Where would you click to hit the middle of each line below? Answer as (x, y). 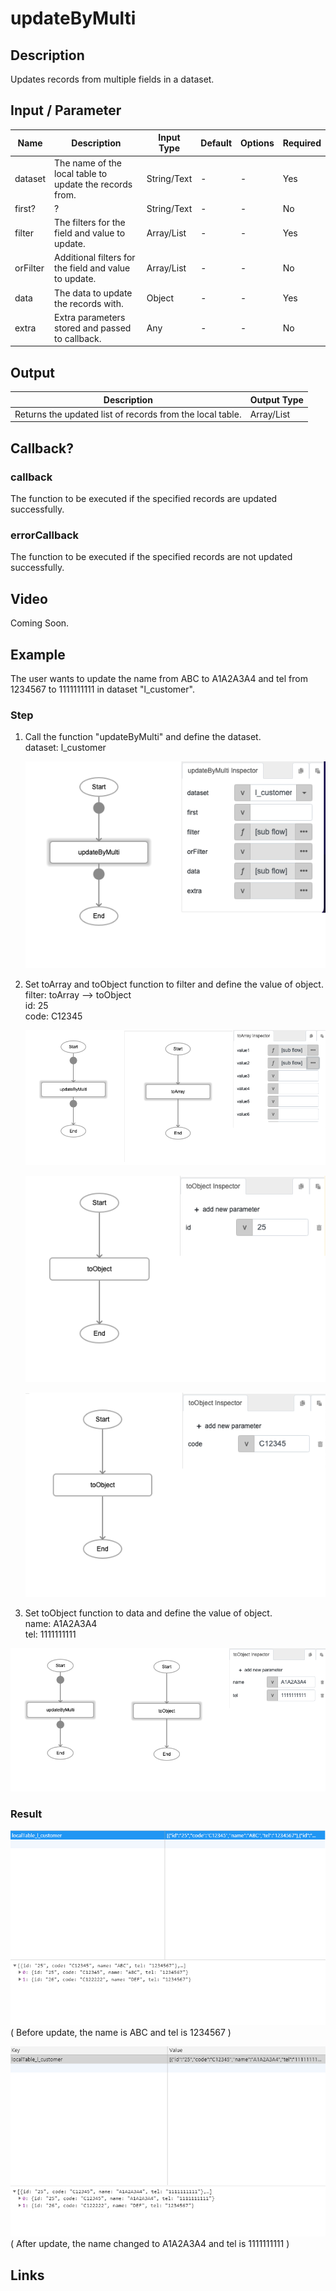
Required (302, 143)
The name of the (88, 163)
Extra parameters (90, 317)
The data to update (93, 293)
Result (26, 1814)
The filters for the (90, 223)
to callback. (78, 338)
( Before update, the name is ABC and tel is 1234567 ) (121, 2032)
